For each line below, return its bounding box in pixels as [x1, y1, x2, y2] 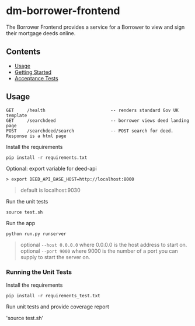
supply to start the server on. [20, 253, 90, 260]
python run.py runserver [6, 230, 67, 237]
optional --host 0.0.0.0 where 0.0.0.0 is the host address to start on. [20, 241, 187, 248]
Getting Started [14, 69, 51, 76]
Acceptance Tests [14, 74, 58, 81]
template [6, 113, 27, 118]
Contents [6, 47, 41, 57]
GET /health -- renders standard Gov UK [6, 107, 179, 113]
